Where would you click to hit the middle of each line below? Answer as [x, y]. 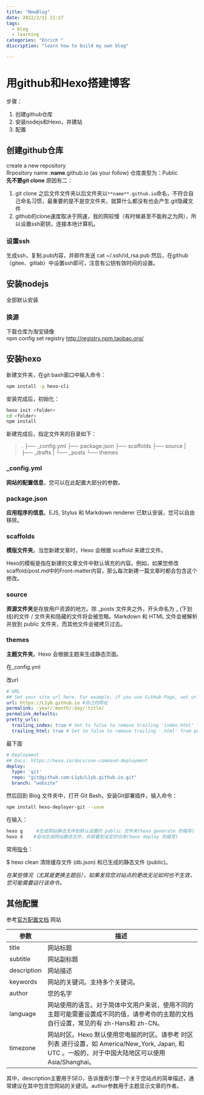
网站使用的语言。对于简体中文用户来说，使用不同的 [121, 1005]
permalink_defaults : [32, 714]
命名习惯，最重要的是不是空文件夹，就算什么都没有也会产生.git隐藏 [104, 201]
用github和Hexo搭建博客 [68, 83]
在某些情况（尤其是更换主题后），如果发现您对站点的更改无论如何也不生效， [101, 875]
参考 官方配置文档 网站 [34, 919]
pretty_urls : [23, 720]
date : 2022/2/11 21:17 [35, 18]
